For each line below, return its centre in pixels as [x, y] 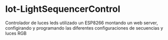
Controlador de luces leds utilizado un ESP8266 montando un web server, [81, 23]
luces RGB [16, 33]
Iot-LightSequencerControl [63, 9]
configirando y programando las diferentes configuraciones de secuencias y [84, 28]
